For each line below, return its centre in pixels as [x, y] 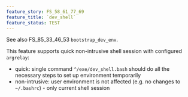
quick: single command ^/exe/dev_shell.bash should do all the [92, 69]
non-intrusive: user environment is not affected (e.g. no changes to [98, 82]
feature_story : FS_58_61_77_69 [45, 12]
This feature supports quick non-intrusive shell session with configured [94, 51]
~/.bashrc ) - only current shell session [62, 88]
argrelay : [18, 58]
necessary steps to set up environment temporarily [78, 76]
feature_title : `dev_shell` [41, 17]
